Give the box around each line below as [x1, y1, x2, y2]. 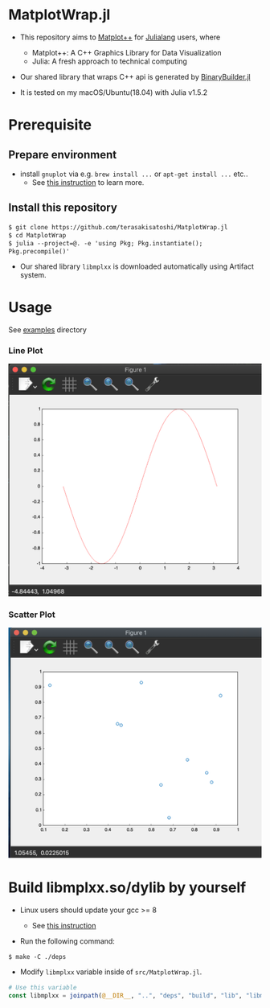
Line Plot [8, 344, 43, 356]
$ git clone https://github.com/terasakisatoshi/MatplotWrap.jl [8, 223, 228, 231]
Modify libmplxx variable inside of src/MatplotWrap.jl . [19, 967, 202, 977]
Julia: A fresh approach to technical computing [31, 56, 187, 66]
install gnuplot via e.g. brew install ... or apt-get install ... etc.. [19, 169, 248, 179]
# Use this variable [8, 983, 78, 991]
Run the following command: [19, 936, 115, 946]
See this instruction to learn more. [31, 177, 145, 187]
